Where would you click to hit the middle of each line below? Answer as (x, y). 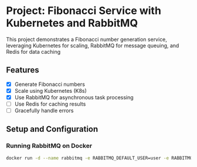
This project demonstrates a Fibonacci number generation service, (86, 39)
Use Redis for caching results (50, 104)
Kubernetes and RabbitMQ (72, 23)
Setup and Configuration (52, 129)
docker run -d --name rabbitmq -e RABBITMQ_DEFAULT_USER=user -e (87, 158)
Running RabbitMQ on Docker (49, 146)
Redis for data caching (33, 51)
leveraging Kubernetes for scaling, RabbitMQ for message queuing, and (93, 46)
